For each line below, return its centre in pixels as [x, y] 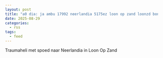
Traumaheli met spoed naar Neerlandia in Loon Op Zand [61, 50]
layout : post [18, 9]
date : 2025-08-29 [23, 18]
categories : [17, 23]
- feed [16, 37]
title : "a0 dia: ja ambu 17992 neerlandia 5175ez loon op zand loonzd [78, 14]
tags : [10, 32]
